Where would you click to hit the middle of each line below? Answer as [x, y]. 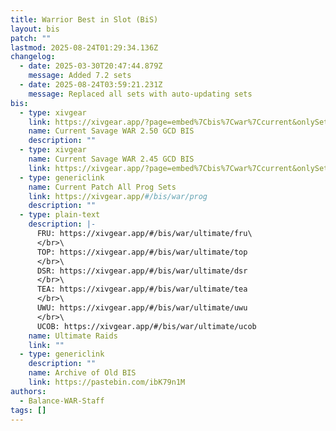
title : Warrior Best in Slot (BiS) [84, 19]
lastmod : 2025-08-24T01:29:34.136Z [84, 47]
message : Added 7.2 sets [80, 76]
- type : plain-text [60, 215]
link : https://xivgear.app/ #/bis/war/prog [118, 196]
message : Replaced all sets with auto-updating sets [140, 94]
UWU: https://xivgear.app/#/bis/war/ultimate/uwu [142, 308]
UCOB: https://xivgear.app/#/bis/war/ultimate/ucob [146, 326]
